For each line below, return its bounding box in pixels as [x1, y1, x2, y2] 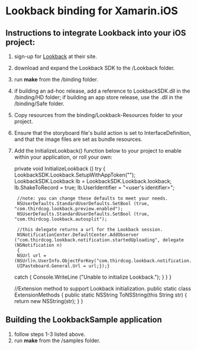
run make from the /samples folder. [14, 337, 101, 344]
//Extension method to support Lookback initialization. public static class [14, 285, 192, 292]
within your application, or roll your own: [14, 153, 113, 160]
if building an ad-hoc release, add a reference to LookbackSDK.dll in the [14, 87, 190, 94]
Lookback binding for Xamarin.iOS [5, 4, 178, 18]
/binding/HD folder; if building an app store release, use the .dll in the [14, 94, 183, 100]
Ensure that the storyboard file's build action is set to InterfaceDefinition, [14, 130, 192, 136]
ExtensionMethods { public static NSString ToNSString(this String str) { [14, 291, 188, 298]
